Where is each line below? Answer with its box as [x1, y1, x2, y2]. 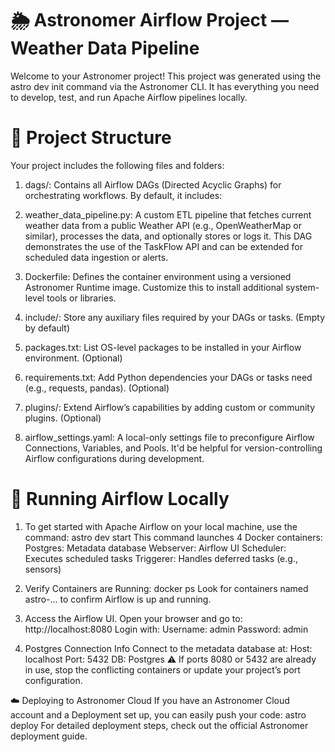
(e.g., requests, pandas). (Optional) [24, 382, 170, 394]
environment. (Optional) [24, 352, 123, 364]
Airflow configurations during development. [24, 452, 205, 464]
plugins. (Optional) [24, 412, 102, 424]
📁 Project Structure [10, 127, 172, 149]
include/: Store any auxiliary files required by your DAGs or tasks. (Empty [24, 311, 326, 323]
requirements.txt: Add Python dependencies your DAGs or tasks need [24, 371, 313, 383]
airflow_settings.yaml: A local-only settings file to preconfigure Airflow [24, 431, 315, 443]
